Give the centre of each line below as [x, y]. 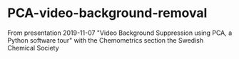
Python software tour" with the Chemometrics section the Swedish [106, 40]
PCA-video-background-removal [107, 13]
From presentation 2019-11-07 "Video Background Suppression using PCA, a [120, 33]
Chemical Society [33, 48]
